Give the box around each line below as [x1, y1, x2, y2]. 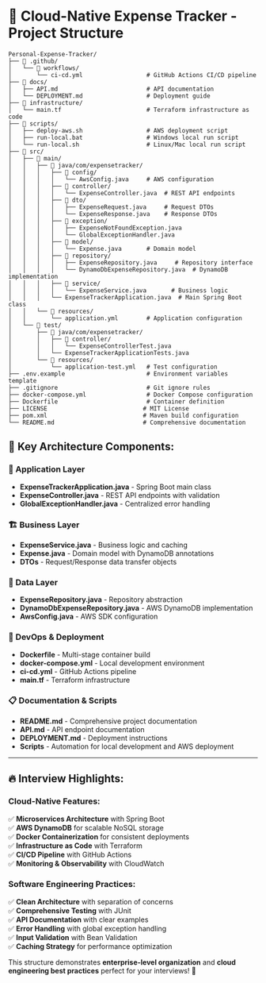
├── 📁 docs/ [8, 78, 47, 86]
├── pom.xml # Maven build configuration [8, 411, 239, 419]
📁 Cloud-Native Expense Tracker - [8, 7, 237, 25]
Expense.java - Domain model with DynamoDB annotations [19, 548, 215, 558]
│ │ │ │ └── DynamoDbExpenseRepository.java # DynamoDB [8, 265, 228, 273]
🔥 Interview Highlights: [8, 772, 124, 785]
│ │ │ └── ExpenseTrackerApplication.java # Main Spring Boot [8, 293, 243, 301]
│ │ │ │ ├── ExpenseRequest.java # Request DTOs [8, 202, 215, 211]
